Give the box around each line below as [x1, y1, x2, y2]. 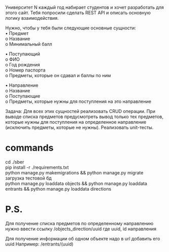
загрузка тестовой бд [5, 175, 52, 181]
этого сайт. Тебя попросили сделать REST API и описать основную [5, 10, 151, 16]
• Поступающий [5, 51, 41, 57]
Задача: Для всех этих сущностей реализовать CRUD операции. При [5, 109, 156, 114]
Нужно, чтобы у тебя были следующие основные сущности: [5, 25, 136, 31]
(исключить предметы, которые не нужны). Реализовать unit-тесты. [5, 124, 154, 130]
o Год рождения [5, 62, 41, 67]
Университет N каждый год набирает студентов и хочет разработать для [5, 5, 164, 10]
